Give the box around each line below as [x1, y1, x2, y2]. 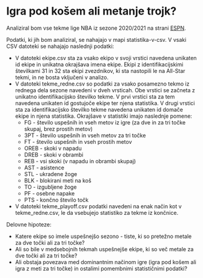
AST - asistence [24, 164, 65, 171]
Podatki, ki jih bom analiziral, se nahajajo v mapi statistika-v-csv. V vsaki [6, 36, 187, 43]
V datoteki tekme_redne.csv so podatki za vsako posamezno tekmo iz [15, 80, 190, 87]
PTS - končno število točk [24, 196, 89, 203]
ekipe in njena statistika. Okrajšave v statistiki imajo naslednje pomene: [15, 112, 193, 120]
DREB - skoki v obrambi [24, 151, 84, 158]
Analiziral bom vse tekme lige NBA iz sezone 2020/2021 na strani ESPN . [6, 24, 186, 32]
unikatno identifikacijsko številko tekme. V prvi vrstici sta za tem [15, 93, 175, 100]
